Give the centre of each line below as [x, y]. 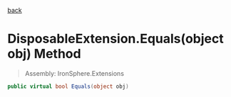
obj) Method [44, 54]
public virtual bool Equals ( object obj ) [68, 86]
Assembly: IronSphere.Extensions [75, 73]
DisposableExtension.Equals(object [115, 39]
